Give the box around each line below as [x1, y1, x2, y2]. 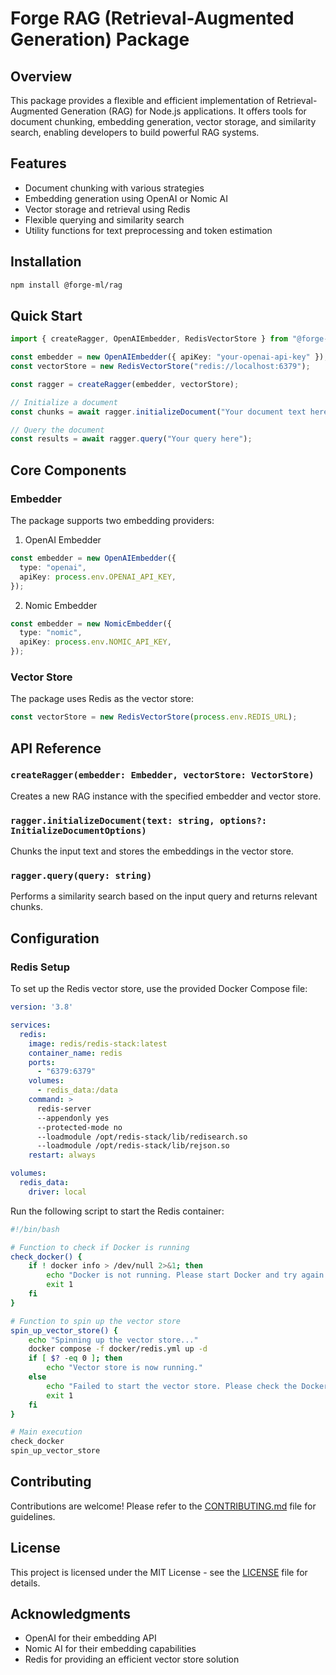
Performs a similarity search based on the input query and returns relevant [10, 890, 318, 902]
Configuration [10, 930, 100, 947]
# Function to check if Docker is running [10, 1242, 190, 1252]
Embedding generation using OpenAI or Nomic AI [24, 192, 228, 204]
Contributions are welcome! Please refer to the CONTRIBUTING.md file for [10, 1500, 317, 1512]
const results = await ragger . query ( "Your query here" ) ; [10, 434, 253, 444]
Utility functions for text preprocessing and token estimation [24, 224, 273, 236]
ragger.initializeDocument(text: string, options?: [10, 815, 268, 826]
